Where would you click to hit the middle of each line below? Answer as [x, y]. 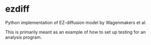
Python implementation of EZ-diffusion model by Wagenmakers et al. [76, 22]
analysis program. [24, 37]
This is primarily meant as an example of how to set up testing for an [75, 32]
